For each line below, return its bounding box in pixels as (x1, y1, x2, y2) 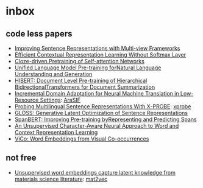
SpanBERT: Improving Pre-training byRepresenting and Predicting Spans (14, 116, 197, 123)
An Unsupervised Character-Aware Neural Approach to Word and (14, 122, 179, 129)
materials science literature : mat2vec (14, 175, 108, 183)
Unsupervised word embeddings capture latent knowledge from (14, 169, 176, 176)
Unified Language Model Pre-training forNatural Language (14, 64, 162, 71)
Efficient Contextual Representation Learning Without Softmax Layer (14, 51, 187, 58)
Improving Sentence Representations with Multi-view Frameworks (14, 44, 180, 52)
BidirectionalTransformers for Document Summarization (14, 83, 155, 91)
